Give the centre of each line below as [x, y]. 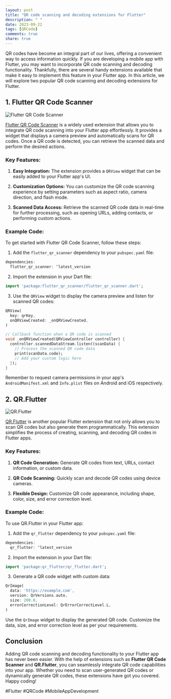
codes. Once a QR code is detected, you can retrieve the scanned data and [85, 141]
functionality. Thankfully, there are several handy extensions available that [84, 69]
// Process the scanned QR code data [55, 349]
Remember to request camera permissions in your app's [65, 378]
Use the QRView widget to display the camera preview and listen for [83, 296]
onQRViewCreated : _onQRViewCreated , [49, 320]
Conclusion [24, 641]
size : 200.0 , [24, 600]
